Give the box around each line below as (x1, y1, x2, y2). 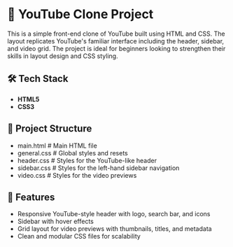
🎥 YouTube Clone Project (7, 6, 154, 22)
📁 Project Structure (7, 122, 92, 135)
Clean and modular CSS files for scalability (17, 232, 141, 241)
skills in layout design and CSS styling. (7, 52, 118, 60)
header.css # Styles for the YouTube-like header (17, 156, 157, 164)
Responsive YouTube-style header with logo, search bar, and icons (17, 210, 211, 218)
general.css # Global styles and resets (17, 148, 128, 157)
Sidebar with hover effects (17, 217, 94, 226)
